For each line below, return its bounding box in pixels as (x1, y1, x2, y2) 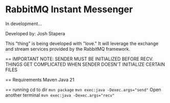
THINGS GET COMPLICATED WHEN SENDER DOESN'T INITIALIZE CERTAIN (5, 61, 165, 67)
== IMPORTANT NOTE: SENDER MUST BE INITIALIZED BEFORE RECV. (5, 55, 154, 62)
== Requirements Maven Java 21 (5, 76, 75, 83)
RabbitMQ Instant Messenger (5, 4, 133, 15)
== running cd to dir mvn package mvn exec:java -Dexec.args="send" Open (5, 86, 161, 93)
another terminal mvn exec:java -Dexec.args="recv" (5, 92, 115, 98)
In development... (5, 20, 42, 27)
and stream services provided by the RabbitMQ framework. (5, 46, 131, 52)
